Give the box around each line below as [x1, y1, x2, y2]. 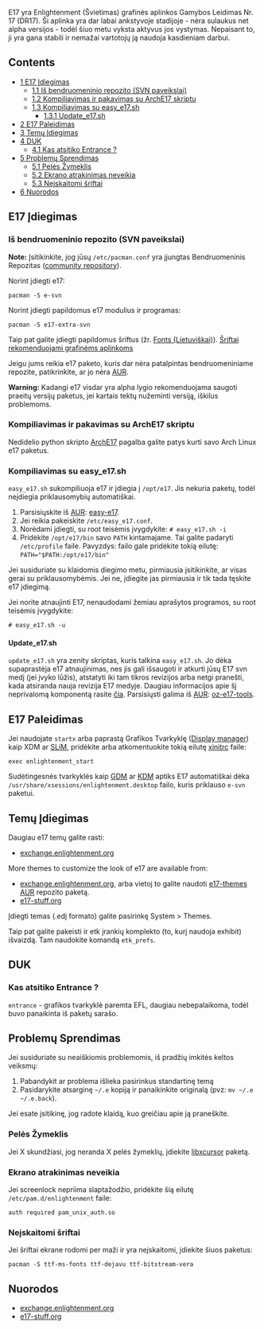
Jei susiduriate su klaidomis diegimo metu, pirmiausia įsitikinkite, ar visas [8, 565, 247, 575]
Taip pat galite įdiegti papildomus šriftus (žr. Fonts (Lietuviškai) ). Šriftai [8, 334, 239, 344]
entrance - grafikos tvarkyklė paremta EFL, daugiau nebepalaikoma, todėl [8, 1000, 249, 1010]
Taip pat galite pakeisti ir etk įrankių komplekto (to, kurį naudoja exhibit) [8, 926, 243, 936]
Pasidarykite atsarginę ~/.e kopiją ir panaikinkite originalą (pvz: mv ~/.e [19, 1085, 254, 1094]
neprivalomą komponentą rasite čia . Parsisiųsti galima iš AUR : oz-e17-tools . [8, 689, 255, 700]
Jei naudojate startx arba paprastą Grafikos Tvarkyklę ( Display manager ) [8, 734, 249, 743]
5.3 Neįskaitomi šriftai [31, 178, 103, 188]
